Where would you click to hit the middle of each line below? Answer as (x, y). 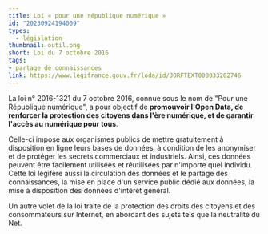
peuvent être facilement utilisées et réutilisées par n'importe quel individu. (130, 164)
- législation (39, 38)
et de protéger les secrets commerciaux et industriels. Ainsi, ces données (130, 156)
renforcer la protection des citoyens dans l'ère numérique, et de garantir (131, 115)
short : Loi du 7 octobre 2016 (59, 53)
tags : (17, 61)
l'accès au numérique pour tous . (63, 123)
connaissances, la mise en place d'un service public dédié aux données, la (132, 182)
